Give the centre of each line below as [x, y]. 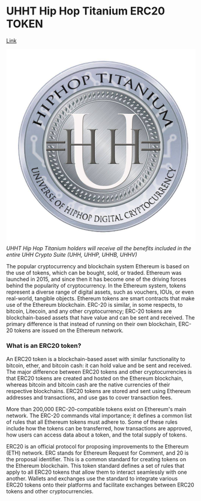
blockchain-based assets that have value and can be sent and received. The [100, 317]
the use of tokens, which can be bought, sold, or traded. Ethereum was [94, 273]
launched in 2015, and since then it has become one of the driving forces [96, 279]
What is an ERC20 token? [44, 346]
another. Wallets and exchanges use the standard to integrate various [92, 478]
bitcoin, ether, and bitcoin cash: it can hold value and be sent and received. [99, 365]
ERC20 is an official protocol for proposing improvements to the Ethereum [97, 446]
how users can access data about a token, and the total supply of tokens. [97, 435]
